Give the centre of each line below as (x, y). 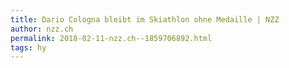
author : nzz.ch (42, 29)
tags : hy (28, 47)
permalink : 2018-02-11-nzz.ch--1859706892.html (111, 38)
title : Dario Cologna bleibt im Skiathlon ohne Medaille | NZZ (145, 19)
